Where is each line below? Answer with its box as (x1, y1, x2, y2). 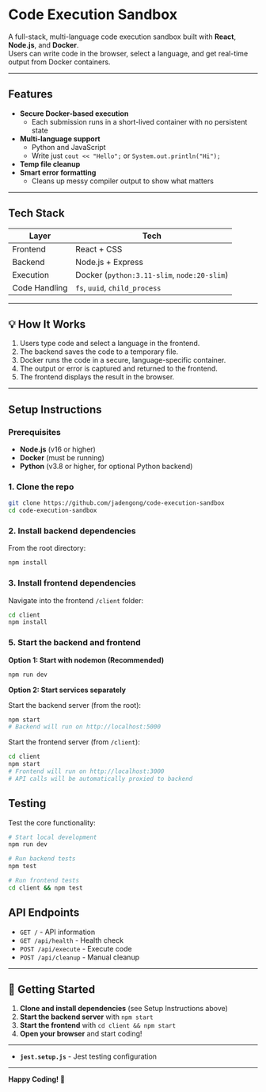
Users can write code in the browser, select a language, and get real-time (8, 48, 249, 58)
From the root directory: (8, 544, 86, 553)
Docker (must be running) (19, 453, 105, 463)
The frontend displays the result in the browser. (19, 372, 175, 382)
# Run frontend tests (8, 877, 80, 885)
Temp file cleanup (19, 159, 81, 168)
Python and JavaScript (31, 142, 106, 152)
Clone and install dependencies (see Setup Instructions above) (19, 1004, 228, 1013)
